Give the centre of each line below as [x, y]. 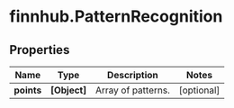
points [28, 90]
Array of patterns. [133, 90]
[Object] [68, 90]
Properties [40, 50]
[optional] [199, 90]
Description [133, 75]
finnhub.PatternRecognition [116, 17]
